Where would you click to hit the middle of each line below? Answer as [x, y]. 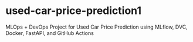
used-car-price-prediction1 [74, 11]
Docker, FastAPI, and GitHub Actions [50, 33]
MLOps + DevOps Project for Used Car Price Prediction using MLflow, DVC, [97, 27]
